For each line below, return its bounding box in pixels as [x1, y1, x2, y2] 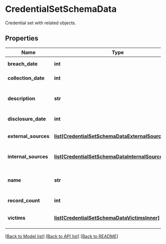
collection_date [7, 74, 45, 81]
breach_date [7, 60, 38, 67]
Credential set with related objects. [5, 20, 77, 26]
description [7, 95, 36, 102]
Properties [5, 34, 39, 43]
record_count [7, 197, 41, 204]
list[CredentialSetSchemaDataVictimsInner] [54, 214, 160, 221]
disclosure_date [7, 115, 46, 122]
